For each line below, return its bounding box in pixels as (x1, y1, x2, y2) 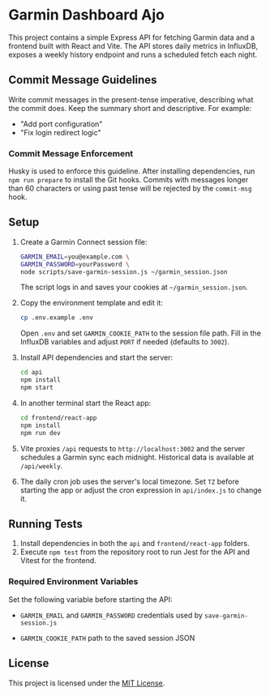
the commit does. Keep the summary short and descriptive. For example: (8, 103, 252, 113)
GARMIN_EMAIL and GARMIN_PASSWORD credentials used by (19, 610, 203, 620)
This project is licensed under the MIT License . (8, 678, 165, 688)
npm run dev (19, 429, 61, 437)
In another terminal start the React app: (19, 398, 152, 408)
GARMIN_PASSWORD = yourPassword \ (19, 260, 130, 268)
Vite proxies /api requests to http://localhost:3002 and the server (19, 443, 246, 453)
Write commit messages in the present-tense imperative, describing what (8, 95, 254, 105)
